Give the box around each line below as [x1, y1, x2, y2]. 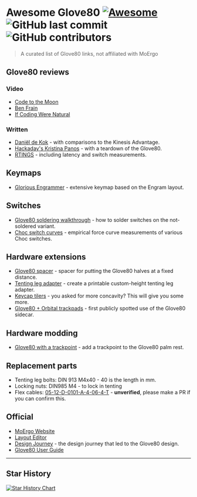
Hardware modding [6, 328, 78, 338]
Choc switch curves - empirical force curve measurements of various [14, 229, 183, 236]
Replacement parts [6, 361, 77, 371]
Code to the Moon [14, 98, 59, 105]
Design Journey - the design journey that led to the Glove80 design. [14, 440, 179, 447]
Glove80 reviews [6, 67, 69, 77]
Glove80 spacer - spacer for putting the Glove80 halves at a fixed [14, 268, 174, 275]
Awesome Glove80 [6, 6, 101, 19]
